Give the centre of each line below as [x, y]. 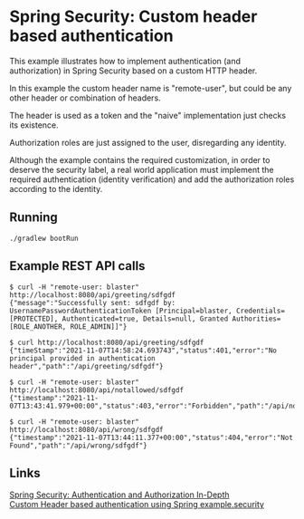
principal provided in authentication [82, 358]
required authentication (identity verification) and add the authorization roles [152, 179]
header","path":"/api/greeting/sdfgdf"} [87, 366]
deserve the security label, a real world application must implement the [142, 169]
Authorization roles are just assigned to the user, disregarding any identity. [148, 142]
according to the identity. [56, 188]
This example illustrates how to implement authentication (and [125, 61]
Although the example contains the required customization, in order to [140, 159]
